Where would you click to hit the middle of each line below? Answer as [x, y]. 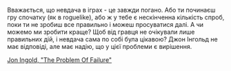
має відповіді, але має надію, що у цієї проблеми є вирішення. [100, 47]
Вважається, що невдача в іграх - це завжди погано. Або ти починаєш [111, 10]
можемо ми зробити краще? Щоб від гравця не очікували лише [101, 32]
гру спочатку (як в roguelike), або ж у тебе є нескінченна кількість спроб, [116, 17]
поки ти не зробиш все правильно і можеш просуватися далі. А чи [106, 24]
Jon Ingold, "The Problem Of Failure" [60, 60]
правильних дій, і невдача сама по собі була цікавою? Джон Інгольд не [113, 39]
